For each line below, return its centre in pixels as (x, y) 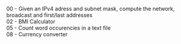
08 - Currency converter (37, 34)
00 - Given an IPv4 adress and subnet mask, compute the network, (90, 9)
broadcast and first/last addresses (49, 15)
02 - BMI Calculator (31, 21)
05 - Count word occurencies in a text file (59, 28)
